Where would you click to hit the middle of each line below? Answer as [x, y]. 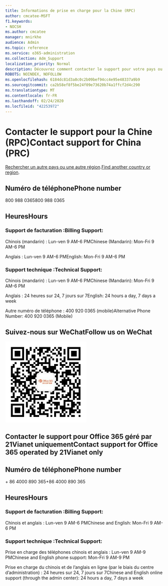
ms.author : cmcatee [26, 32]
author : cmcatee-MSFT [28, 16]
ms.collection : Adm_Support [35, 58]
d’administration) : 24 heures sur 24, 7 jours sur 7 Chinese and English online [84, 573]
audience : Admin [22, 43]
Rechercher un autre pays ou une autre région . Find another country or [78, 167]
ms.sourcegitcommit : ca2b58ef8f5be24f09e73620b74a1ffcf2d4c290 [73, 85]
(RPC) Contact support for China [73, 142]
